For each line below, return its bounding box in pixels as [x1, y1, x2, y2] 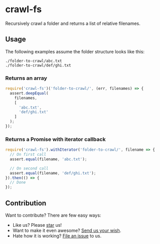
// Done [10, 180, 26, 185]
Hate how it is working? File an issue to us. [12, 233, 102, 239]
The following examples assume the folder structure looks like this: [5, 48, 145, 54]
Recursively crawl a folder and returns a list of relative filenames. [5, 20, 141, 26]
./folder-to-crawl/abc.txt [5, 58, 62, 63]
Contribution [5, 199, 47, 207]
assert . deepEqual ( [10, 90, 49, 96]
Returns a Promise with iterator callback [5, 135, 106, 143]
